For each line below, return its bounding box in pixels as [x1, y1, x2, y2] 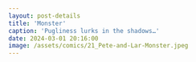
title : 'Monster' [8, 19, 67, 27]
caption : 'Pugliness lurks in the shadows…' [8, 27, 160, 35]
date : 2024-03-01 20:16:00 [8, 34, 99, 43]
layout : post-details [8, 11, 81, 20]
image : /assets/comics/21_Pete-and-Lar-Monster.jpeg [8, 42, 189, 50]
